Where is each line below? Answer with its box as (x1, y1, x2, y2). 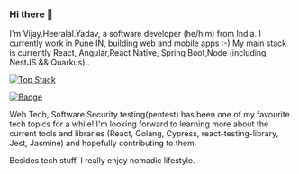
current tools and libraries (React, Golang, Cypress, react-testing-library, (9, 128, 279, 139)
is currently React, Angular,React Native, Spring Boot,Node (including (9, 48, 267, 58)
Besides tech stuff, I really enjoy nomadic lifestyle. (9, 155, 195, 166)
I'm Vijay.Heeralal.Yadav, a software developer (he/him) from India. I (9, 29, 261, 39)
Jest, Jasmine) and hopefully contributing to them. (9, 138, 197, 149)
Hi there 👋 (9, 8, 54, 21)
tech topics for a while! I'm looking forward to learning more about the (9, 118, 269, 129)
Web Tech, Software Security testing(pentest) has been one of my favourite (9, 109, 290, 120)
